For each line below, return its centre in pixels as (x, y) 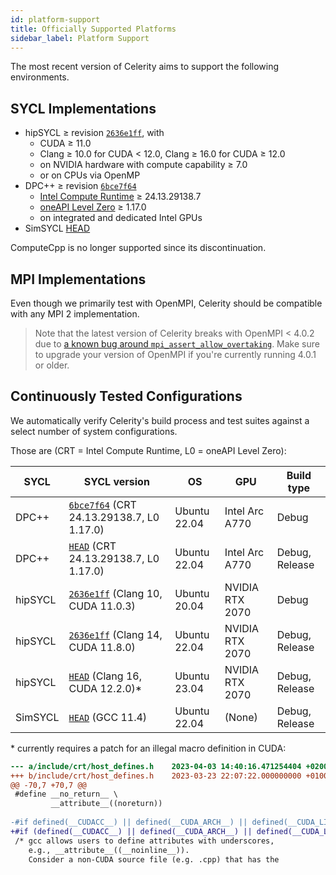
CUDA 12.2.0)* (105, 688)
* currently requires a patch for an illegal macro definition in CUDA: (148, 748)
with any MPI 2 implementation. (75, 314)
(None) (241, 717)
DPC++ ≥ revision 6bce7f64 (80, 186)
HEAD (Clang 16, (105, 676)
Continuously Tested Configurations (126, 396)
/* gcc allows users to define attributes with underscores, (144, 841)
